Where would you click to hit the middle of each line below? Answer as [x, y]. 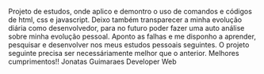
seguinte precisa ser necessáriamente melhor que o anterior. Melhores [124, 53]
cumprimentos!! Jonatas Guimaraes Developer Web [92, 61]
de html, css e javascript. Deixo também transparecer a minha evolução [125, 20]
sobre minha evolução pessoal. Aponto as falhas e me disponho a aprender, [132, 36]
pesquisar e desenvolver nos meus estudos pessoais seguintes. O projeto [129, 45]
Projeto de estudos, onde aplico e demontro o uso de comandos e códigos [130, 11]
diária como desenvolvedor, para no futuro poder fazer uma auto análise [126, 28]
